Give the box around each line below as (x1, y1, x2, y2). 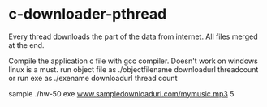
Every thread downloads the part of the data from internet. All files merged (8, 32, 258, 41)
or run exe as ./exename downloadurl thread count (8, 73, 178, 83)
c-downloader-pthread (8, 5, 167, 24)
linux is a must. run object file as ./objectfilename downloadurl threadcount (8, 64, 259, 74)
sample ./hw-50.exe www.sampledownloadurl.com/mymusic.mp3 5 (8, 88, 235, 98)
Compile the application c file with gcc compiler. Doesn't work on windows (8, 56, 258, 66)
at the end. (8, 40, 45, 49)
